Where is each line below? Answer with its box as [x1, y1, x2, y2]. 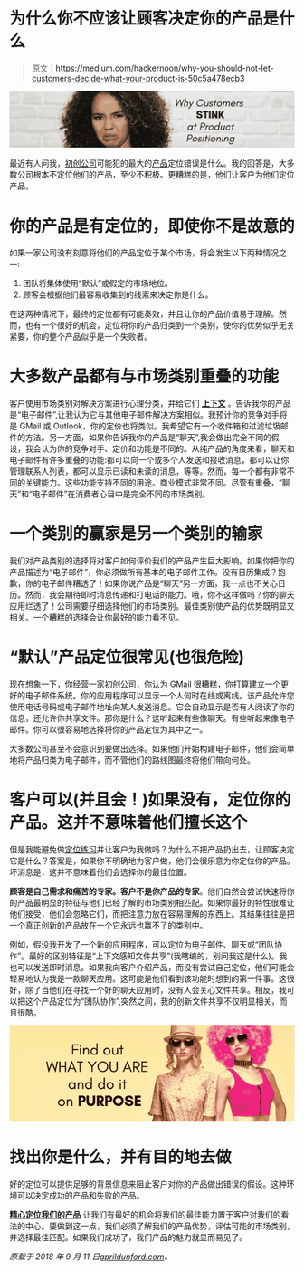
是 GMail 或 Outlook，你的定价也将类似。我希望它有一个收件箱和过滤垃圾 [9, 420, 280, 431]
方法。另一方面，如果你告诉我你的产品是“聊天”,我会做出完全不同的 [24, 432, 271, 443]
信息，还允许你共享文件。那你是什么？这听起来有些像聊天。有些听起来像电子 [9, 713, 295, 724]
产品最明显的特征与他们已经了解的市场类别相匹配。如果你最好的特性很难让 [16, 898, 295, 909]
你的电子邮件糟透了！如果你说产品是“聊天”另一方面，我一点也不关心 [24, 578, 279, 589]
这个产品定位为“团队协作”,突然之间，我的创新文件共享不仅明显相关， [24, 996, 280, 1006]
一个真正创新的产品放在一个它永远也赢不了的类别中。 [9, 920, 208, 931]
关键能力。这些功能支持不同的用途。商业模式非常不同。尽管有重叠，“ [24, 477, 283, 488]
